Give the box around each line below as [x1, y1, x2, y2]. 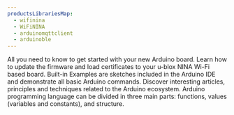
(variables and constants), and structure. [7, 100, 124, 108]
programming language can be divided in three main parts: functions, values [7, 92, 227, 101]
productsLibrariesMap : [7, 10, 73, 17]
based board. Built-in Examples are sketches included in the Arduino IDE [7, 70, 216, 79]
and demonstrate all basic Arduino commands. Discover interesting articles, [7, 77, 226, 86]
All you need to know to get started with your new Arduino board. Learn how [7, 55, 227, 63]
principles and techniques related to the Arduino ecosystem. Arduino [7, 85, 205, 93]
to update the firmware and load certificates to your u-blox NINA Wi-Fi [7, 63, 210, 71]
